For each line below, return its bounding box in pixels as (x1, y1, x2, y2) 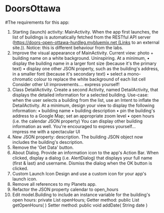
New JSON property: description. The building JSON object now (12, 134, 143, 140)
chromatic (12, 76, 33, 82)
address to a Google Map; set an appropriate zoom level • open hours (12, 113, 154, 119)
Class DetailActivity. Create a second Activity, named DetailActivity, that (12, 86, 159, 92)
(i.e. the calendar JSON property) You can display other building (12, 118, 143, 124)
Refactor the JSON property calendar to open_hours (12, 186, 119, 192)
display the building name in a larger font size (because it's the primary (12, 60, 157, 66)
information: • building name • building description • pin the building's (12, 107, 155, 114)
